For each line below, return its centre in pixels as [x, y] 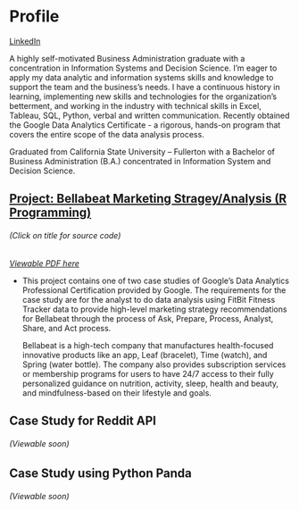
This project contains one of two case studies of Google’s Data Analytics [156, 280]
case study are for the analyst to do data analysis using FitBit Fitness [149, 299]
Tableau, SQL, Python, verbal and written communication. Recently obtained [149, 115]
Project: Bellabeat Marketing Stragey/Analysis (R [148, 199]
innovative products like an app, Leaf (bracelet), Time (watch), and [145, 355]
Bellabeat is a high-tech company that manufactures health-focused [148, 345]
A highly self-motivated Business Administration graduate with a [127, 58]
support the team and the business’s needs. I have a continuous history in [145, 87]
